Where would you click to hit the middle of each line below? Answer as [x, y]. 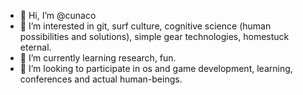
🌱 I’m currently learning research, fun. [98, 58]
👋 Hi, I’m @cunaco [58, 15]
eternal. [35, 47]
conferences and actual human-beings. [101, 79]
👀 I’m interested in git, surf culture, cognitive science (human [145, 26]
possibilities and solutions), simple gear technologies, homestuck [154, 36]
